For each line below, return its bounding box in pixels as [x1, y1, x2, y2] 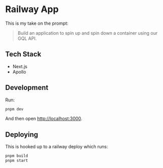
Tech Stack [5, 50, 41, 59]
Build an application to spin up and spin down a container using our [17, 30, 158, 36]
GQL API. [17, 35, 37, 41]
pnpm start [5, 158, 28, 163]
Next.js [12, 63, 28, 69]
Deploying [5, 130, 38, 139]
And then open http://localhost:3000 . [5, 116, 82, 122]
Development [5, 83, 49, 92]
